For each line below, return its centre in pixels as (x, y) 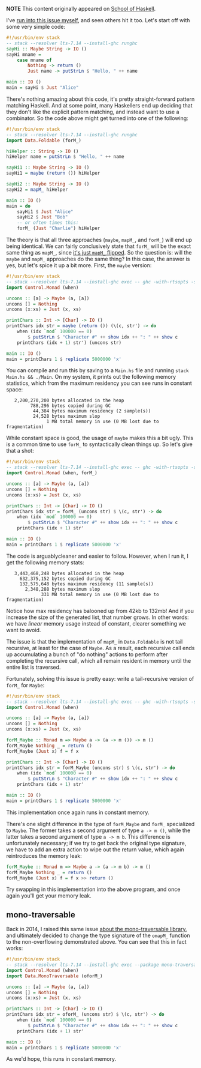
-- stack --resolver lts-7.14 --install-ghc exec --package (83, 965)
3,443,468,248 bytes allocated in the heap (69, 573)
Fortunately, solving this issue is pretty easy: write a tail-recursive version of (100, 678)
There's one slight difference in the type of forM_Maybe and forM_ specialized (100, 824)
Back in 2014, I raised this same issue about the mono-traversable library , (97, 929)
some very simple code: (36, 27)
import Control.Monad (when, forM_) (52, 473)
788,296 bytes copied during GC (71, 406)
